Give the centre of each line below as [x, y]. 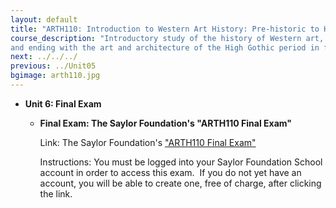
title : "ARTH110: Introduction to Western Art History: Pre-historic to [165, 29]
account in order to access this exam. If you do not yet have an [170, 172]
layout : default [44, 19]
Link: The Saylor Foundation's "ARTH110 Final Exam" [148, 142]
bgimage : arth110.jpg [55, 76]
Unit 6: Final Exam [63, 103]
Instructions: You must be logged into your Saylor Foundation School [181, 162]
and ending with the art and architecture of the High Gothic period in [165, 47]
